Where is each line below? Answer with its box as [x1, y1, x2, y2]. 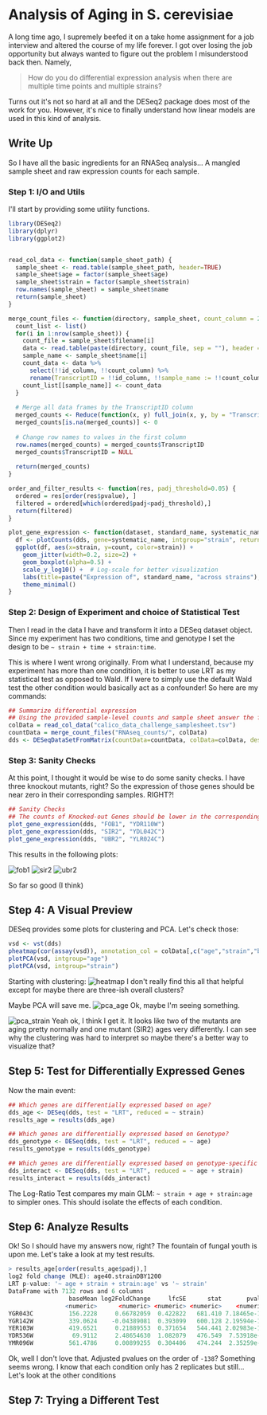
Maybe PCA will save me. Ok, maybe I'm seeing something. [8, 1000, 240, 1009]
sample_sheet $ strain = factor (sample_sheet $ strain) [15, 278, 191, 286]
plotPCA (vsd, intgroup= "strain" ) [8, 962, 119, 970]
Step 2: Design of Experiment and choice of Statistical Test [8, 607, 240, 618]
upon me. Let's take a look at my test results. [8, 1249, 155, 1260]
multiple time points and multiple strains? [27, 81, 162, 91]
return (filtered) [15, 507, 73, 515]
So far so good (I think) [8, 880, 84, 890]
